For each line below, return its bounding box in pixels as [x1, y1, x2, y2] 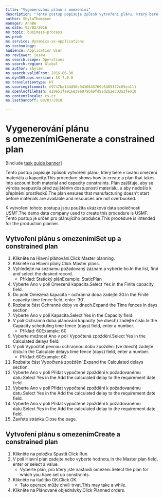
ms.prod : [5, 35, 23, 40]
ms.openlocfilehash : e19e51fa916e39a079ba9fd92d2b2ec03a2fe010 [5, 89, 137, 94]
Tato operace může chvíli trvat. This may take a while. [19, 482, 127, 488]
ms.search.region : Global [5, 62, 58, 66]
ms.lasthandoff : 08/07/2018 [5, 98, 63, 103]
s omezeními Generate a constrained [5, 134, 155, 145]
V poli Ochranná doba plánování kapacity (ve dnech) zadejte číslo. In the [12, 317, 157, 323]
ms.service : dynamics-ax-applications [5, 39, 84, 44]
